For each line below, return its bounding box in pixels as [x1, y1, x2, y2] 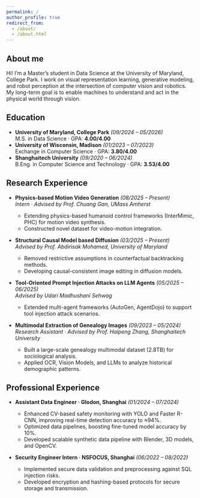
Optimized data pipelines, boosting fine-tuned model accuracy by [23, 423, 187, 431]
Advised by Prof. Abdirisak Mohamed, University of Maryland [14, 243, 168, 250]
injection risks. [23, 472, 60, 479]
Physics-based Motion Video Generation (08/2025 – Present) [14, 194, 170, 201]
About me [6, 54, 44, 64]
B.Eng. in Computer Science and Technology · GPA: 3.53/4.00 [14, 160, 170, 167]
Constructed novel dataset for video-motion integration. [23, 225, 162, 232]
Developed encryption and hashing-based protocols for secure [23, 478, 180, 485]
